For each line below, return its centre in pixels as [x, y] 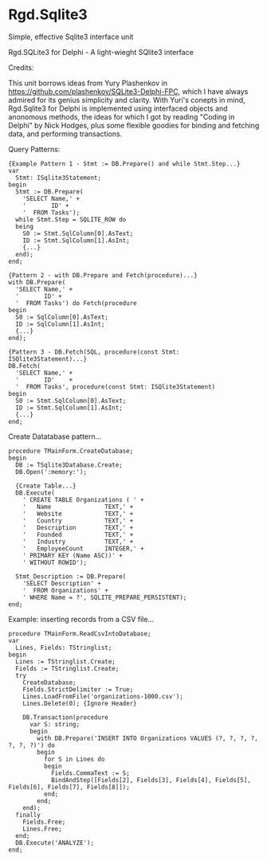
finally [28, 815]
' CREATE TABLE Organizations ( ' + [84, 499]
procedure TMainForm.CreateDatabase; [71, 451]
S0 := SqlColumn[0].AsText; [62, 317]
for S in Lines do [74, 759]
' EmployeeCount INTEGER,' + [84, 548]
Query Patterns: [34, 149]
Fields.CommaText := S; [90, 773]
